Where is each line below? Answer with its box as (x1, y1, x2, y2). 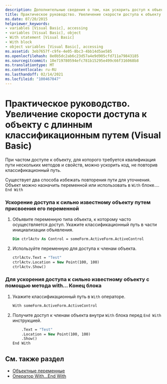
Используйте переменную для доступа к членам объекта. (12, 245, 137, 251)
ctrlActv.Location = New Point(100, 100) (12, 259, 100, 265)
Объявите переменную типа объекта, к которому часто (12, 216, 131, 222)
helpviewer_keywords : (5, 21, 50, 26)
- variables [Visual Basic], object (5, 30, 81, 35)
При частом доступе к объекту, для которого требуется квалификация (5, 156, 156, 162)
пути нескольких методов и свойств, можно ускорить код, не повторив (5, 162, 158, 168)
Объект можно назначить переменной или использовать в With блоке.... (5, 182, 160, 188)
